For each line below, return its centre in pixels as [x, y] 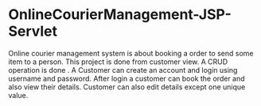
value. [18, 95]
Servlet [33, 31]
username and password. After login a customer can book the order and [127, 78]
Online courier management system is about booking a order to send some [131, 53]
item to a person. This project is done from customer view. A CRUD [118, 62]
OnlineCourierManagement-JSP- [120, 15]
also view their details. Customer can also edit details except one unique [127, 87]
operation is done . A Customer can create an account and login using [123, 70]
